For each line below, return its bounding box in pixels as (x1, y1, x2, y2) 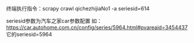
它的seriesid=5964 (6, 31, 52, 38)
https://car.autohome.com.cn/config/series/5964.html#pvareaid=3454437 (6, 24, 188, 31)
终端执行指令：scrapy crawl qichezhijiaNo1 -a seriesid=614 (6, 5, 150, 12)
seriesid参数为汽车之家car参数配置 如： (6, 17, 102, 24)
